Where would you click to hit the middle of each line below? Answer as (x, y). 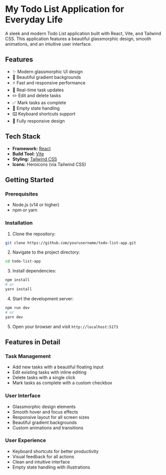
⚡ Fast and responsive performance (49, 82)
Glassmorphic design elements (44, 407)
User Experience (26, 440)
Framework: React (31, 148)
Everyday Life (34, 20)
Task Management (28, 356)
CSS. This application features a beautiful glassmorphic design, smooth (78, 39)
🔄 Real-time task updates (38, 90)
